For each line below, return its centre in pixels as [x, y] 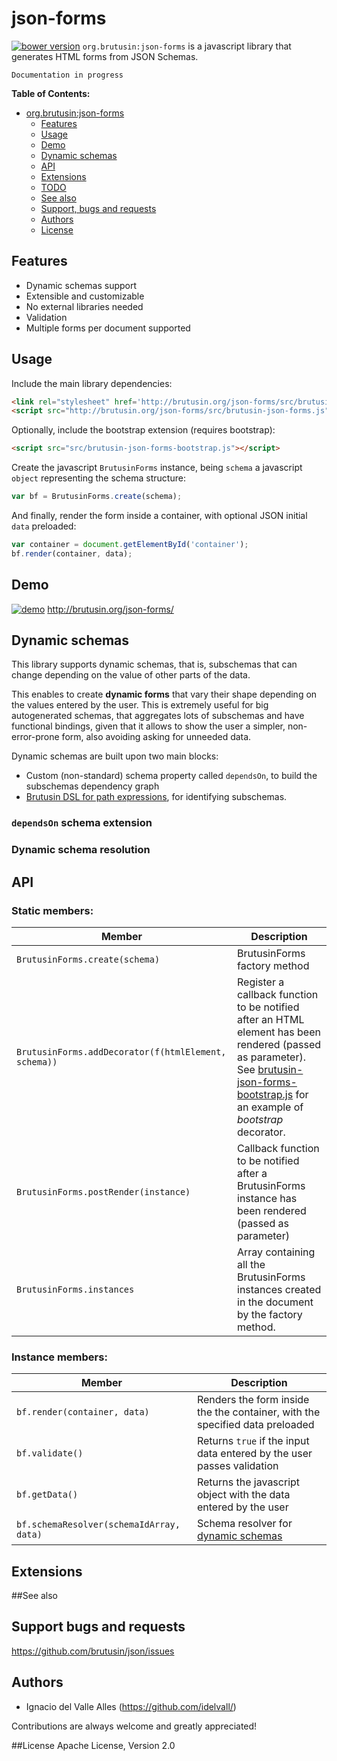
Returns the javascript [248, 1482]
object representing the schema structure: [98, 478]
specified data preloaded [255, 1425]
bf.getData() [47, 1495]
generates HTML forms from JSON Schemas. [105, 56]
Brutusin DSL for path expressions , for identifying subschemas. [156, 797]
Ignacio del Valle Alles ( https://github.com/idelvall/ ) [131, 1706]
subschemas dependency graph [92, 786]
